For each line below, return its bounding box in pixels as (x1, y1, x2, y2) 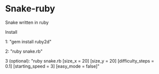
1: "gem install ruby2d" (5, 38, 52, 45)
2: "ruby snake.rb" (5, 48, 43, 54)
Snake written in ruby (5, 19, 49, 25)
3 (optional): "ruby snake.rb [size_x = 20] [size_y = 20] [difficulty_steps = (5, 58, 155, 64)
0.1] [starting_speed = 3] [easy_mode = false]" (5, 63, 100, 69)
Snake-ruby (5, 3, 56, 14)
